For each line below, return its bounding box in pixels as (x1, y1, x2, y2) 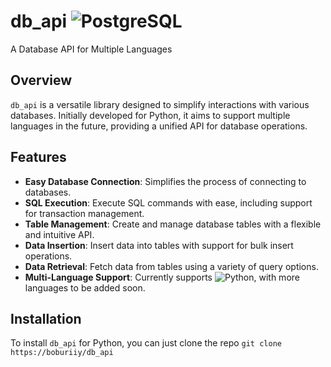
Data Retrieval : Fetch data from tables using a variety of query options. (24, 260, 319, 272)
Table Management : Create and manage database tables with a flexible (24, 218, 322, 230)
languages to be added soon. (24, 281, 146, 294)
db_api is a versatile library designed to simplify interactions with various (10, 98, 310, 110)
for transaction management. (24, 207, 145, 219)
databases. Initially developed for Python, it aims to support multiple (10, 109, 291, 121)
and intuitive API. (24, 228, 95, 240)
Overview (10, 72, 73, 89)
